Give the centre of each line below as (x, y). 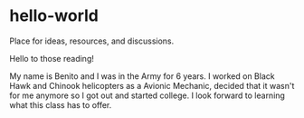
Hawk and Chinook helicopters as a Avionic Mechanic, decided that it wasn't (152, 85)
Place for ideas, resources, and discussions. (92, 41)
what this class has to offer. (61, 104)
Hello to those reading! (52, 58)
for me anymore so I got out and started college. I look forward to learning (147, 95)
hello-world (54, 16)
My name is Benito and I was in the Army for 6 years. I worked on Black (142, 76)
